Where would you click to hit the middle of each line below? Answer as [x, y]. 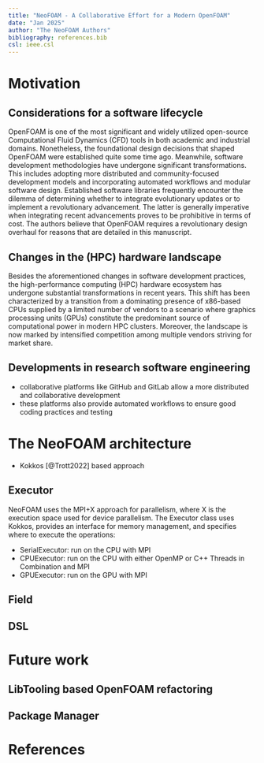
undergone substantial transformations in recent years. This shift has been [129, 292]
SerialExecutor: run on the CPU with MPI [85, 549]
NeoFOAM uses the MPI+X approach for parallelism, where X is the [117, 509]
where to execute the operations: [62, 534]
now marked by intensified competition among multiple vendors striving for [130, 334]
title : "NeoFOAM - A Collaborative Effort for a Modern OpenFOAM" [119, 15]
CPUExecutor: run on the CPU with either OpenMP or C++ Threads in [132, 558]
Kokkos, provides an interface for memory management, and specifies [123, 526]
